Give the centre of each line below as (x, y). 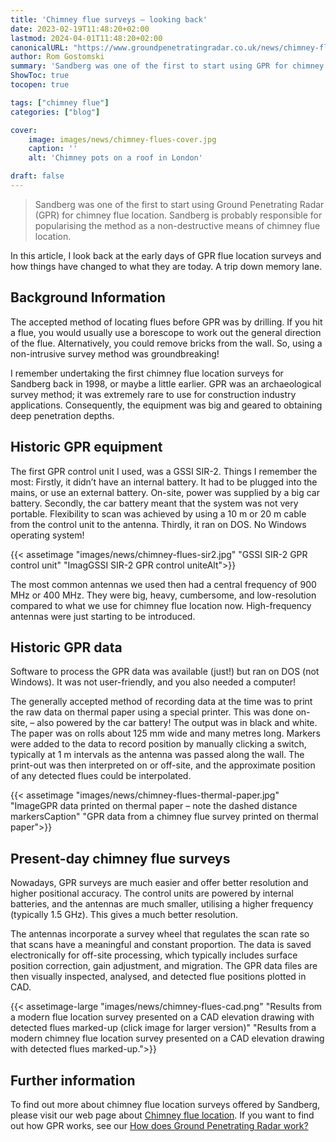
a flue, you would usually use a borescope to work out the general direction (166, 332)
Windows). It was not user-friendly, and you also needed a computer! (153, 682)
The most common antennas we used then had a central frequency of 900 (163, 584)
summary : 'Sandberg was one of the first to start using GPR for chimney (167, 66)
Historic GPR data (66, 647)
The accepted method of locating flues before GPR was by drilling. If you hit (166, 322)
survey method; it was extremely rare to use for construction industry (153, 394)
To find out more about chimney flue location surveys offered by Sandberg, (165, 1104)
